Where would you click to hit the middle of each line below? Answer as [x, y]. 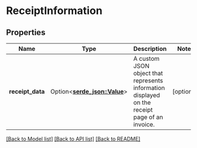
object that [148, 73]
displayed [147, 95]
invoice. [144, 124]
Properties [26, 32]
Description [150, 49]
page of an [148, 117]
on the [142, 102]
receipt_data [27, 92]
